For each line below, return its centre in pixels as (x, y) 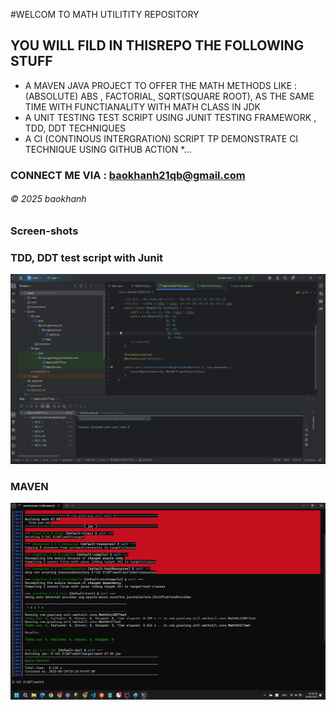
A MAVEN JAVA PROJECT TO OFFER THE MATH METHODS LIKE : (161, 85)
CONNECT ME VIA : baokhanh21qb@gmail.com (128, 175)
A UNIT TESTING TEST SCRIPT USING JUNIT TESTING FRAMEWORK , (170, 117)
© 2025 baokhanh (48, 199)
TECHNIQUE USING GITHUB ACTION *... (108, 149)
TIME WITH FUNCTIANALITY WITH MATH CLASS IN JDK (142, 106)
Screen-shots (44, 231)
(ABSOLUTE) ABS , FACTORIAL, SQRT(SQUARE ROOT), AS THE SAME (169, 96)
